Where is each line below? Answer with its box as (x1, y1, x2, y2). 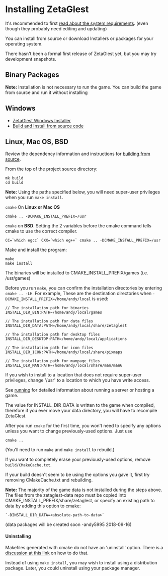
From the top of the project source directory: (5, 166, 98, 172)
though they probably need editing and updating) (5, 25, 107, 31)
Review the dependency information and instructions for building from (5, 151, 150, 157)
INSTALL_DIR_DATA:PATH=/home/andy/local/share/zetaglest (5, 323, 127, 328)
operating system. (5, 40, 43, 46)
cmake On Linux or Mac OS (5, 204, 60, 210)
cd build (5, 180, 24, 185)
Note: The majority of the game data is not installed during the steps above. (5, 487, 162, 493)
